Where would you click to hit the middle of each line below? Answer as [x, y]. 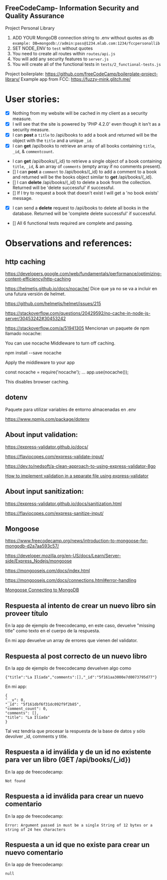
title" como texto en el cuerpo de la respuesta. [53, 631]
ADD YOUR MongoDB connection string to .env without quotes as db [83, 37]
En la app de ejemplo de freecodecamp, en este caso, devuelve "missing [80, 626]
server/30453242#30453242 [36, 319]
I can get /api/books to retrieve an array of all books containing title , [84, 146]
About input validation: [42, 435]
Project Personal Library [30, 28]
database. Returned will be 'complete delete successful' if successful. [84, 213]
